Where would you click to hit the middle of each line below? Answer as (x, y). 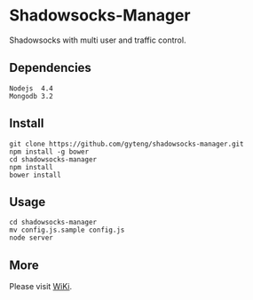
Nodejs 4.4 (31, 88)
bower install (36, 175)
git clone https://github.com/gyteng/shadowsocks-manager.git (126, 144)
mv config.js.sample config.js (67, 230)
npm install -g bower (49, 152)
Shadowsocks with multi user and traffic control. (98, 40)
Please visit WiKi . (41, 287)
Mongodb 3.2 (31, 96)
